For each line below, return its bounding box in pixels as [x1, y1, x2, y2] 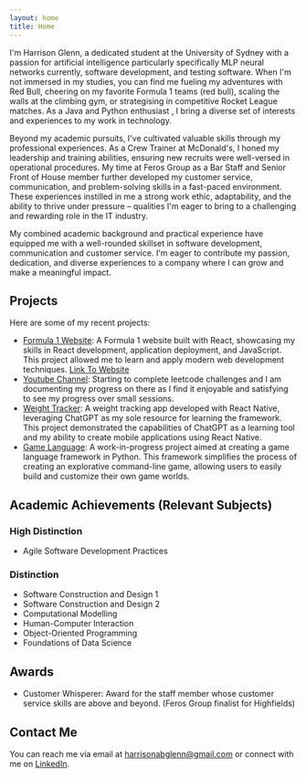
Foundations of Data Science [22, 637, 132, 648]
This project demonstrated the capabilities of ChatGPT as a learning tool [22, 422, 295, 434]
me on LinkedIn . [9, 758, 70, 769]
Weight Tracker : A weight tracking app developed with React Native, [22, 403, 280, 414]
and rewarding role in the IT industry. [9, 210, 149, 221]
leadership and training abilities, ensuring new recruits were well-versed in [9, 152, 290, 163]
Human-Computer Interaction [22, 618, 134, 629]
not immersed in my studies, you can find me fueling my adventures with [9, 76, 283, 87]
